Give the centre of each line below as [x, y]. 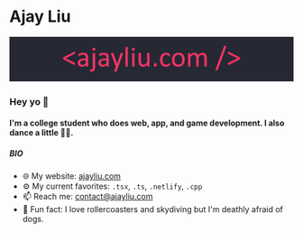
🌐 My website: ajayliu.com [72, 176]
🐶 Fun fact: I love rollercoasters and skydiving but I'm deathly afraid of [153, 210]
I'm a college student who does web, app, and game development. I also [147, 123]
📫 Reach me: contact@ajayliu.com [87, 197]
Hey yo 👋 [29, 101]
